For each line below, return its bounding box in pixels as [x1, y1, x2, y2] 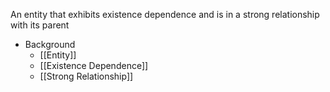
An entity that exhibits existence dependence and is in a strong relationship [10, 9, 320, 20]
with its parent [10, 19, 70, 31]
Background [24, 39, 76, 50]
